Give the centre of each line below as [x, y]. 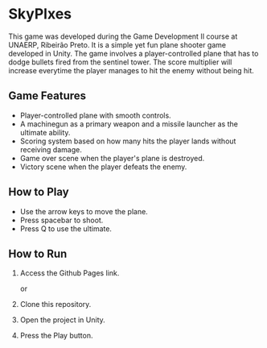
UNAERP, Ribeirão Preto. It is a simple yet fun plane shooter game [117, 44]
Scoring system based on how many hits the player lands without [128, 141]
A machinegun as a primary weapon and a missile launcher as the [129, 124]
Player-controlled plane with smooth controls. [95, 115]
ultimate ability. [45, 132]
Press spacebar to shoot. [62, 220]
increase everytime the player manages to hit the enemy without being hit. [131, 70]
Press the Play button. [56, 336]
